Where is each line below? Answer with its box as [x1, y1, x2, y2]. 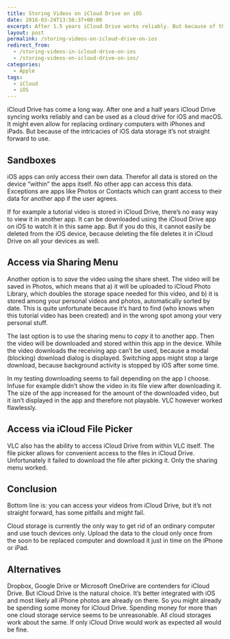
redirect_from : [7, 42, 51, 49]
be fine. [7, 625, 29, 634]
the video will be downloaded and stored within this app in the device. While [7, 339, 222, 347]
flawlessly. [7, 403, 37, 411]
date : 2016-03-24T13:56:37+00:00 [7, 16, 103, 23]
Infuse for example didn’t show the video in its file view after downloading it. [7, 381, 222, 389]
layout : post [7, 29, 44, 36]
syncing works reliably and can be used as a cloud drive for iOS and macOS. [7, 112, 223, 121]
